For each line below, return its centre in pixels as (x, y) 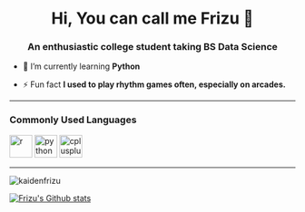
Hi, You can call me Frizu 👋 (152, 19)
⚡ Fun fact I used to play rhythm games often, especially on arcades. (154, 84)
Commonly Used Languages (73, 120)
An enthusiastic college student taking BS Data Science (152, 47)
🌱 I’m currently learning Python (81, 66)
